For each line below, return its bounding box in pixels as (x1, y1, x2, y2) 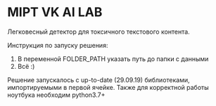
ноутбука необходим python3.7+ (7, 91, 106, 99)
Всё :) (17, 62, 35, 70)
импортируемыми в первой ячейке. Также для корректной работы (7, 83, 209, 91)
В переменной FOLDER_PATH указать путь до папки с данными (17, 54, 209, 63)
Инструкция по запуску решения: (7, 41, 108, 49)
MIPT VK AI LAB (7, 4, 103, 20)
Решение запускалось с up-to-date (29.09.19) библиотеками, (7, 75, 190, 84)
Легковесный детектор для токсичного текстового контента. (7, 27, 190, 36)
